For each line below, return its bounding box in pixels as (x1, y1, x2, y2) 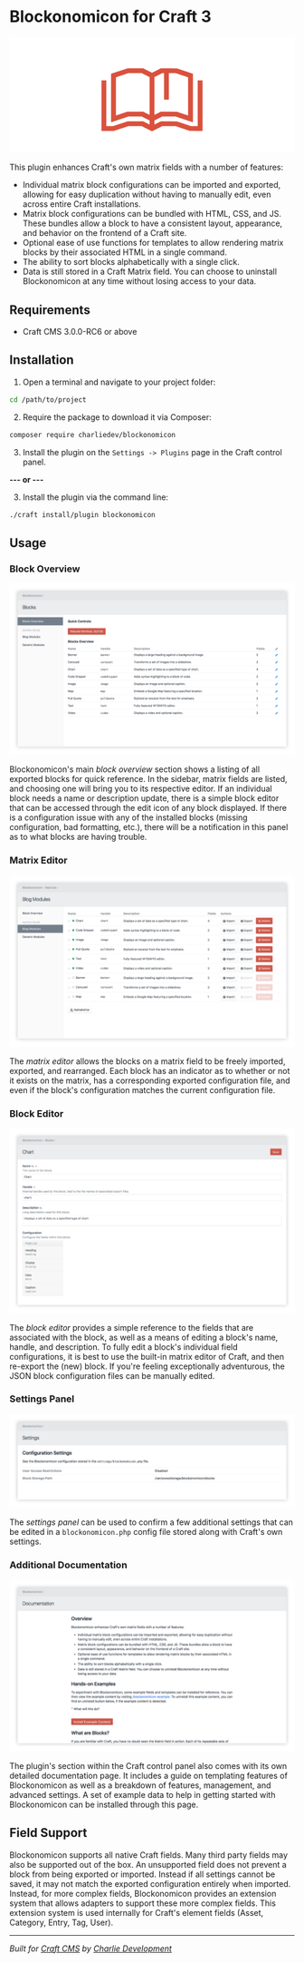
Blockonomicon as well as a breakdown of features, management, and (9, 1780, 271, 1791)
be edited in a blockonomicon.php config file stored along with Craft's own (9, 1527, 283, 1538)
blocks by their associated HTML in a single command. (22, 247, 228, 258)
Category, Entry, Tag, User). (9, 1917, 114, 1928)
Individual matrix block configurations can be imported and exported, (22, 180, 281, 190)
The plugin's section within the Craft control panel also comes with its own (9, 1760, 288, 1771)
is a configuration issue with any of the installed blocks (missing (9, 812, 248, 823)
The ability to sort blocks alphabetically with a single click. (22, 257, 240, 268)
